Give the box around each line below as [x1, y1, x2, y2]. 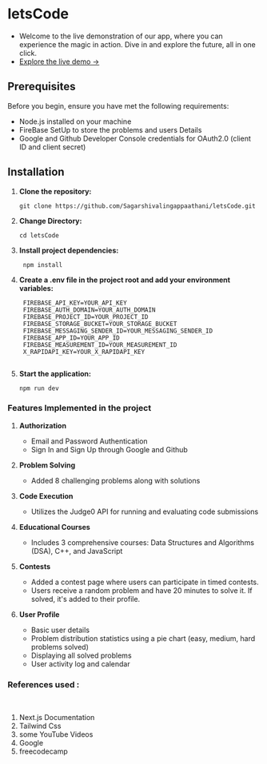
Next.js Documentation [18, 713, 95, 722]
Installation [7, 165, 65, 179]
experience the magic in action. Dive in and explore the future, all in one [18, 39, 257, 49]
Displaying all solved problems [30, 651, 133, 660]
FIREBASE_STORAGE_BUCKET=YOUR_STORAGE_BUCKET [22, 320, 177, 328]
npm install [22, 261, 63, 269]
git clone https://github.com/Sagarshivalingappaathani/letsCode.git [18, 201, 257, 210]
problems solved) [30, 642, 89, 651]
